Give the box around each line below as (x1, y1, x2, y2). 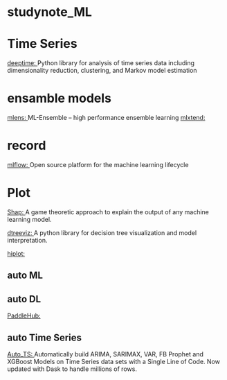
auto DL (7, 293, 42, 305)
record (7, 138, 46, 153)
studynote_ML (7, 4, 92, 20)
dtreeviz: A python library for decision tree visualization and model (7, 228, 197, 236)
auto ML (7, 270, 44, 282)
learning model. (7, 215, 52, 223)
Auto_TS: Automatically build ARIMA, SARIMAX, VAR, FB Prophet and (7, 349, 204, 358)
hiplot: (7, 249, 26, 257)
